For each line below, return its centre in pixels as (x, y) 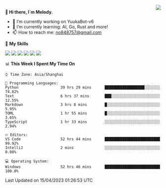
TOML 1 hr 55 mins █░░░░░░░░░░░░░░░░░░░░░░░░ (83, 113)
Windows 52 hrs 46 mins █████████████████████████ (83, 167)
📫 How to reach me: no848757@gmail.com (57, 32)
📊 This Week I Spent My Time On (40, 64)
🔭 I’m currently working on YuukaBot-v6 (53, 21)
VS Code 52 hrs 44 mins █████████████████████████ (83, 139)
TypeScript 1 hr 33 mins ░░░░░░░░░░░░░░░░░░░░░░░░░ (83, 122)
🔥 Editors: (17, 135)
